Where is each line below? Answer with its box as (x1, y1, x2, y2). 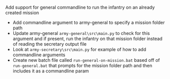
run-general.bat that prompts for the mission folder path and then (12, 63, 153, 68)
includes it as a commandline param (12, 68, 89, 74)
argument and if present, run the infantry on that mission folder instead (12, 35, 163, 42)
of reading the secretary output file (12, 41, 87, 47)
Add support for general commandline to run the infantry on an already (5, 5, 155, 10)
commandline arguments (12, 52, 66, 58)
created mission (5, 10, 39, 16)
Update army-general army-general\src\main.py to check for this (12, 30, 150, 36)
